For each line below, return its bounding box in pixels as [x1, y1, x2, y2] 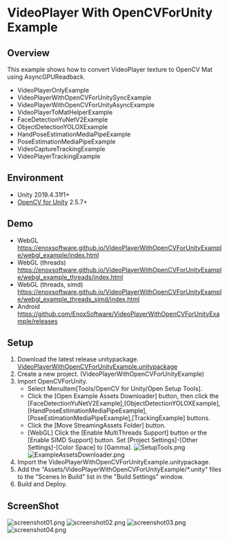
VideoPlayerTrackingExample [17, 152, 101, 160]
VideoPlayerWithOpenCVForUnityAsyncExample [17, 101, 155, 108]
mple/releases [17, 316, 58, 325]
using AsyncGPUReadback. [7, 73, 86, 81]
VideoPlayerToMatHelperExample [17, 108, 113, 116]
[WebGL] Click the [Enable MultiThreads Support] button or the [27, 428, 208, 437]
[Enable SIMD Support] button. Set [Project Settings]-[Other [27, 436, 198, 444]
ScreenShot [7, 500, 59, 512]
